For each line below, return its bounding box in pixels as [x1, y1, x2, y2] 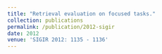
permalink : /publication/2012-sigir [7, 23, 115, 30]
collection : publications [7, 17, 83, 24]
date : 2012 [7, 29, 39, 37]
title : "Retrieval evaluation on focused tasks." [7, 10, 156, 18]
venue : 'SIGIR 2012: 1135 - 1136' [7, 36, 109, 43]
